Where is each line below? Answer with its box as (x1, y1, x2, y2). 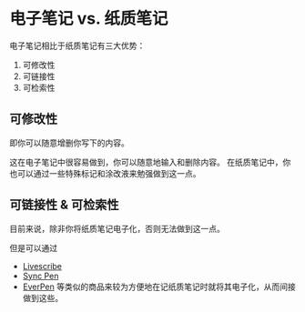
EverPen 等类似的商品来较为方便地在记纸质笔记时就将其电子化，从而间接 (22, 281, 296, 292)
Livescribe (22, 260, 62, 271)
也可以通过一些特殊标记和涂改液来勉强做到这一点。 (9, 167, 201, 178)
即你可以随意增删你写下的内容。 (9, 137, 129, 148)
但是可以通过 (9, 242, 57, 253)
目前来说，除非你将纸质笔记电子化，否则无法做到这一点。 (9, 223, 225, 234)
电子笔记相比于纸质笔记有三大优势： (9, 40, 146, 51)
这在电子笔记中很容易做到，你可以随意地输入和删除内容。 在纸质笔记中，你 (9, 156, 291, 167)
